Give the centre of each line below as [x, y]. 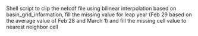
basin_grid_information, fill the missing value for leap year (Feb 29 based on [99, 15]
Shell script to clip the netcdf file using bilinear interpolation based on [91, 8]
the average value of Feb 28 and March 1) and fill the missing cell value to [96, 21]
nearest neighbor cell [32, 27]
